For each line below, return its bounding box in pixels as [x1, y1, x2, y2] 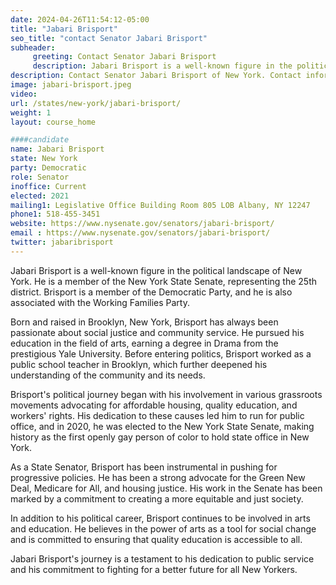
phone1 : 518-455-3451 [10, 209, 101, 220]
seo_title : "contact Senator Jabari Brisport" [10, 33, 208, 43]
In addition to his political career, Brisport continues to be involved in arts [10, 512, 311, 524]
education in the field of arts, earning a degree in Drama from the [10, 337, 279, 349]
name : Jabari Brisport [10, 144, 105, 155]
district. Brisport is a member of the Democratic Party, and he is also [10, 286, 293, 298]
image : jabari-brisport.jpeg [10, 80, 132, 90]
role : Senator [10, 172, 70, 182]
